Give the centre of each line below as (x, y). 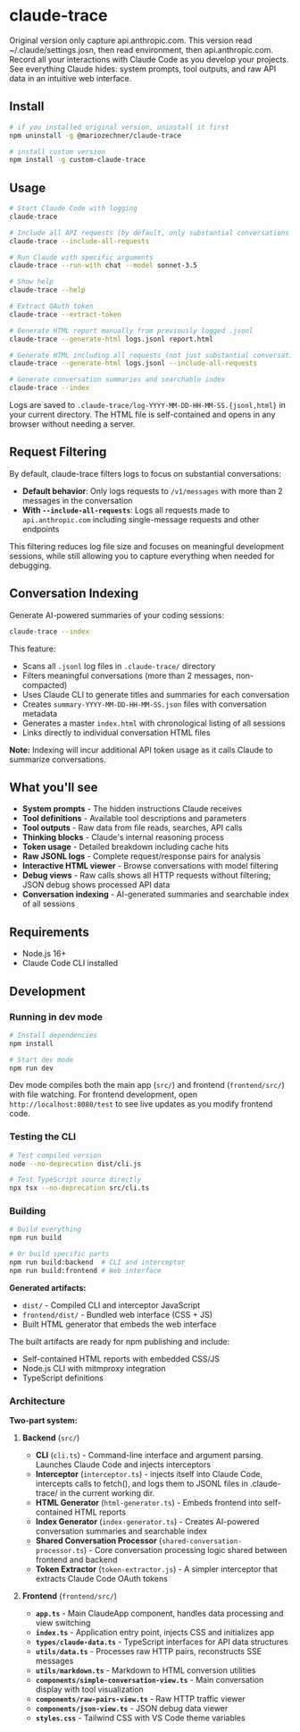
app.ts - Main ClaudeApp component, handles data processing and (159, 1613)
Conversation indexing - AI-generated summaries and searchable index (155, 895)
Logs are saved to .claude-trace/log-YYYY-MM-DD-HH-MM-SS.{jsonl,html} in (147, 405)
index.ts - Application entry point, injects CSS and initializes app (155, 1633)
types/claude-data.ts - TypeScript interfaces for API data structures (162, 1642)
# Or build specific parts (59, 1254)
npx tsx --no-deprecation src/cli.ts (79, 1188)
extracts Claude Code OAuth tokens (101, 1579)
